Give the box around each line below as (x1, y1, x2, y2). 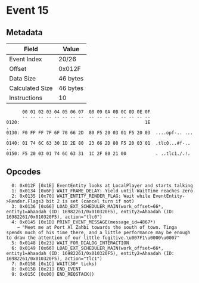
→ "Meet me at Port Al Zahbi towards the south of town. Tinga (17, 224, 178, 230)
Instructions (9, 94, 43, 102)
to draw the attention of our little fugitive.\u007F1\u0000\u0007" (6, 235, 180, 241)
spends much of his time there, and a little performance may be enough (6, 229, 191, 235)
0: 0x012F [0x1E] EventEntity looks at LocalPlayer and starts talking (11, 182, 194, 188)
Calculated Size (9, 84, 53, 92)
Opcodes (6, 167, 41, 177)
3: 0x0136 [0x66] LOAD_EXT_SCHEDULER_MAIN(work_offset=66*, (11, 203, 164, 209)
